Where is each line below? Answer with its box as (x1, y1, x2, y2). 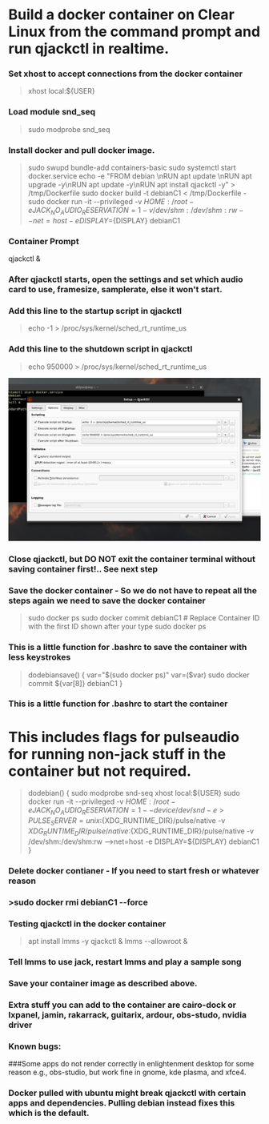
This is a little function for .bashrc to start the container (8, 698, 228, 709)
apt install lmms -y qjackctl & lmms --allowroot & (27, 936, 188, 945)
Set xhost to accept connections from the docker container (8, 68, 243, 79)
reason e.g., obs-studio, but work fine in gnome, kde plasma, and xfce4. (8, 1067, 247, 1077)
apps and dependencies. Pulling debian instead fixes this (8, 1097, 235, 1108)
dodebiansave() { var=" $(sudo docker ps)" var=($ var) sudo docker (27, 670, 250, 680)
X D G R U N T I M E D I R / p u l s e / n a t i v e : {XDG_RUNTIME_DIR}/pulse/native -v (27, 826, 255, 837)
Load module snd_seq (8, 106, 96, 118)
